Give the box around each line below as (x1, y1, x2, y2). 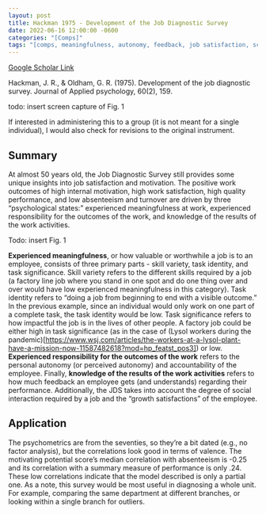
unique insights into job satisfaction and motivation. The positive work (8, 177, 236, 187)
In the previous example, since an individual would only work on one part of (8, 301, 255, 310)
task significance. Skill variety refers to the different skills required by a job (8, 267, 252, 277)
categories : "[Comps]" (8, 33, 83, 42)
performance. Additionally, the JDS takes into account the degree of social (8, 385, 252, 394)
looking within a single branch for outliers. (8, 497, 145, 506)
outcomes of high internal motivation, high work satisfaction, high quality (8, 186, 246, 196)
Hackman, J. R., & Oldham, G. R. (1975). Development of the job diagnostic (8, 78, 251, 88)
